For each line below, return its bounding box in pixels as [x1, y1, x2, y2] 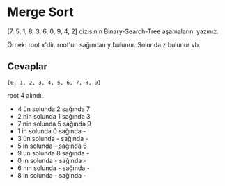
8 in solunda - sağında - [17, 171, 86, 179]
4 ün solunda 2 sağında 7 [17, 105, 91, 113]
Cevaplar [7, 60, 47, 73]
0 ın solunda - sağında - [17, 156, 86, 164]
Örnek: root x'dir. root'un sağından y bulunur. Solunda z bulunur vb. [7, 40, 201, 49]
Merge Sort [7, 4, 75, 20]
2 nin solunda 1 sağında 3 [17, 112, 91, 120]
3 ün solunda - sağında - [17, 134, 88, 142]
